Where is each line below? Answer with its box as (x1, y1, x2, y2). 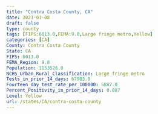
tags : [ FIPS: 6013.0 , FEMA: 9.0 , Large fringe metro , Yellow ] (6, 31, 153, 37)
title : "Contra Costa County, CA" (6, 8, 94, 15)
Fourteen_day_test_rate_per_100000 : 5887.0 (6, 82, 118, 88)
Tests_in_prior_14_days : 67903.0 (6, 76, 91, 82)
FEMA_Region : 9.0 (6, 59, 50, 65)
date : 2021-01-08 (6, 14, 50, 21)
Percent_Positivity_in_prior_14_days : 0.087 (6, 87, 120, 93)
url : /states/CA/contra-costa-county (6, 98, 102, 104)
